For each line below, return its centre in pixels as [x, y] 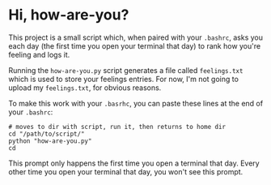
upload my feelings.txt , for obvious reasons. [85, 88]
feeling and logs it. [39, 54]
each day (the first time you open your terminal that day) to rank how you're [135, 45]
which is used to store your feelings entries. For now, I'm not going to [123, 79]
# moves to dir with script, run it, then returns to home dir [117, 127]
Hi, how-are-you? [69, 15]
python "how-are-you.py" [50, 141]
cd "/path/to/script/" [47, 134]
